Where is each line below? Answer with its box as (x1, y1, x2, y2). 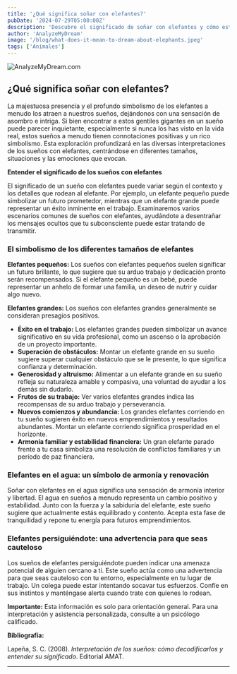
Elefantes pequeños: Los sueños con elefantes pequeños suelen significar (7, 260, 226, 269)
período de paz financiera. (17, 452, 95, 461)
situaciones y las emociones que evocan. (7, 154, 127, 162)
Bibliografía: (7, 631, 44, 639)
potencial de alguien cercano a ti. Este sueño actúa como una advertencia (7, 566, 223, 574)
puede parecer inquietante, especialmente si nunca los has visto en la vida (7, 124, 224, 133)
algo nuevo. (7, 290, 42, 299)
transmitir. (7, 227, 37, 235)
